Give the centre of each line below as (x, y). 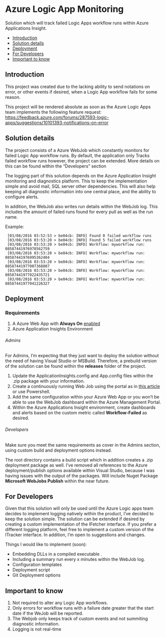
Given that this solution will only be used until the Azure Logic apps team (79, 508)
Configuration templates (37, 564)
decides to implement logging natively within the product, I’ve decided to (80, 514)
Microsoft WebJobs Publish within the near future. (57, 481)
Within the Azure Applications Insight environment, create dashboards (84, 407)
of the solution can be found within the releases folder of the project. (76, 366)
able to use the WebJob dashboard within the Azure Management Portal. (86, 402)
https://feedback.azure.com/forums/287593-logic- (57, 117)
